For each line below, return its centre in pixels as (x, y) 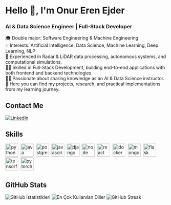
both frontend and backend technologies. (49, 73)
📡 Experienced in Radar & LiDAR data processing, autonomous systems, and (86, 57)
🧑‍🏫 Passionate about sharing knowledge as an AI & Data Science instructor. (85, 79)
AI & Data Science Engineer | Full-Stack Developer (69, 27)
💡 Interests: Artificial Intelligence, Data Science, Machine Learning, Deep (82, 45)
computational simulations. (34, 62)
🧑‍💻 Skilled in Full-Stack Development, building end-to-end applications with (85, 68)
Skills (14, 134)
